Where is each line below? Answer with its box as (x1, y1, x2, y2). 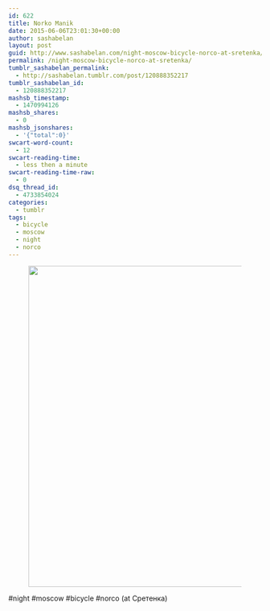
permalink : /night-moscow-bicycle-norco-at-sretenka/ (8, 57, 193, 65)
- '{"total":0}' (15, 131, 70, 139)
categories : (8, 198, 48, 206)
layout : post (8, 42, 52, 50)
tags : (8, 214, 27, 222)
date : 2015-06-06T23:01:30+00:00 (8, 26, 121, 35)
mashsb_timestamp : (8, 94, 70, 102)
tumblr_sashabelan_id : (8, 79, 84, 87)
